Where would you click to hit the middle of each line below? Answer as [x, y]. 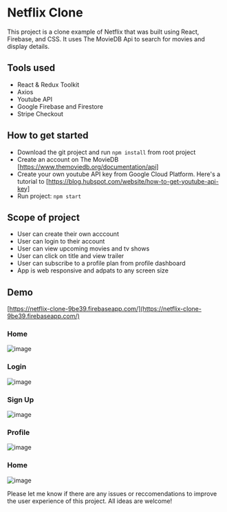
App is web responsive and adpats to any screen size [93, 270]
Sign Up [21, 399]
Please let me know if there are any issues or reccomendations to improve [112, 493]
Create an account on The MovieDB [68, 159]
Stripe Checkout [40, 114]
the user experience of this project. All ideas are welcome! [90, 501]
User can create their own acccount [68, 234]
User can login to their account [61, 242]
